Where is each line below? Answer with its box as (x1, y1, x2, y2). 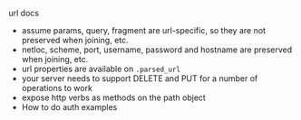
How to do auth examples (21, 102, 118, 112)
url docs (8, 8, 40, 18)
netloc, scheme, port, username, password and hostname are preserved (21, 44, 293, 55)
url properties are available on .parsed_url (21, 63, 180, 74)
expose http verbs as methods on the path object (21, 92, 206, 103)
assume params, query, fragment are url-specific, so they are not (21, 25, 267, 35)
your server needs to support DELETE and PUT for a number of (21, 73, 258, 84)
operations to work (21, 83, 92, 93)
